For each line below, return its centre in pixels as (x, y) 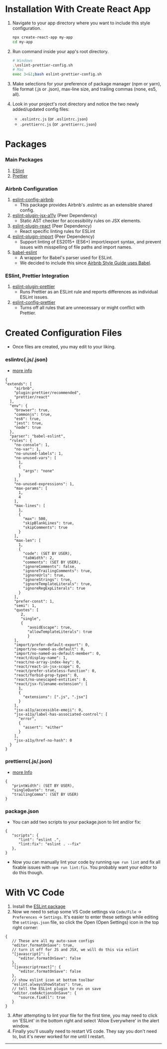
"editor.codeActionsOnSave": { (44, 993)
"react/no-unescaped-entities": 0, (51, 679)
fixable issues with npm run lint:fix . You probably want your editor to (85, 867)
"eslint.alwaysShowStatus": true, (47, 984)
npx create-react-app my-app (42, 37)
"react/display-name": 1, (41, 658)
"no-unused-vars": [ (35, 458)
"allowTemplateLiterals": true (60, 632)
